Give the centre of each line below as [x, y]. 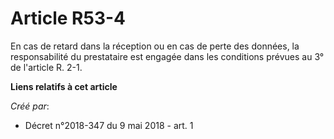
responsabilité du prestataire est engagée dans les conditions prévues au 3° [167, 56]
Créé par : [30, 106]
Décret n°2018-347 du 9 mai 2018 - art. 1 [109, 125]
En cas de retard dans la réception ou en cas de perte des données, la [155, 46]
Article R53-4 [68, 18]
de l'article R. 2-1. [46, 67]
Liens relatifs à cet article [64, 86]
